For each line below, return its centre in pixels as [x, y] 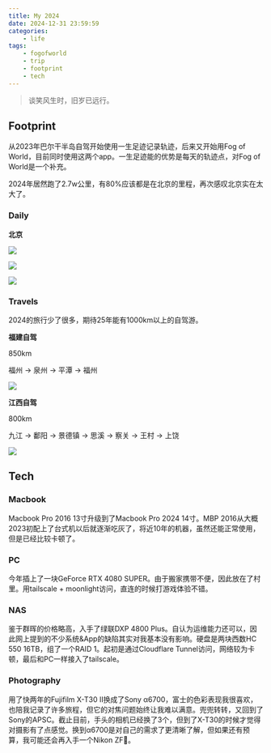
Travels [23, 301]
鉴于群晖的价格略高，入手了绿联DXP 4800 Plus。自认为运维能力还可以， [129, 629]
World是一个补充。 [40, 167]
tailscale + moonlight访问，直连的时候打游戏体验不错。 [121, 589]
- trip [34, 62]
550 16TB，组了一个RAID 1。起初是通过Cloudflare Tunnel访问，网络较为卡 [131, 649]
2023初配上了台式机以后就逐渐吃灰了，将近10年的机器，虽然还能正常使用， [134, 528]
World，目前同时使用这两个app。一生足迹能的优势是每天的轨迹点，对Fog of [135, 157]
